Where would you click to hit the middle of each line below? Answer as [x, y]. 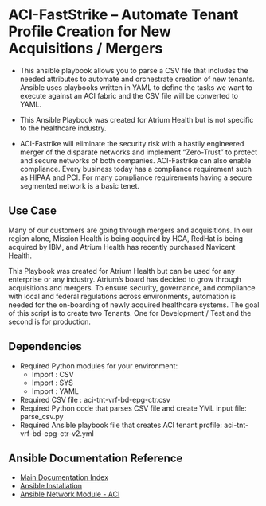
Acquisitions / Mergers [86, 49]
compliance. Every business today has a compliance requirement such [136, 169]
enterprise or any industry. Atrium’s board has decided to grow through [125, 279]
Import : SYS [53, 383]
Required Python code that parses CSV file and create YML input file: [133, 408]
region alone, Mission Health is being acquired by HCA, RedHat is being [126, 238]
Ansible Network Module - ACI [70, 494]
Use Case [33, 211]
